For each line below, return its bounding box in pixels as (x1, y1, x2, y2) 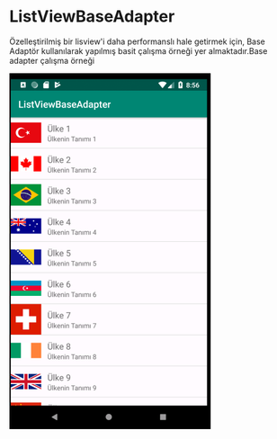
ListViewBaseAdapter (9, 6, 175, 27)
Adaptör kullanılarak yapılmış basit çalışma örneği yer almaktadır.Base (9, 45, 268, 56)
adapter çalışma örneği (9, 55, 95, 66)
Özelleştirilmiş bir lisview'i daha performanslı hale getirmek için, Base (9, 36, 265, 47)
